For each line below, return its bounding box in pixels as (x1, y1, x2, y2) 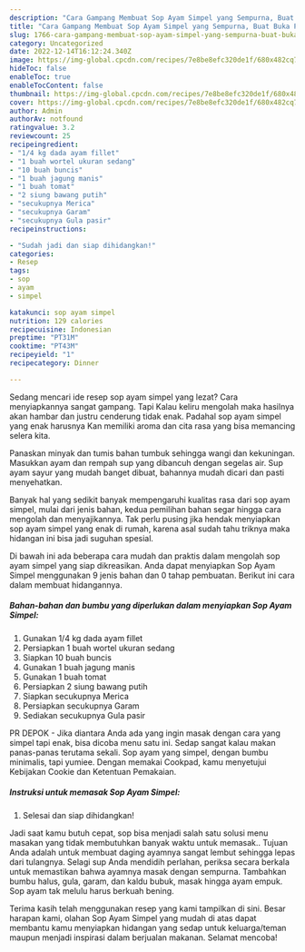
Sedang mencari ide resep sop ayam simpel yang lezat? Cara (9, 392, 239, 402)
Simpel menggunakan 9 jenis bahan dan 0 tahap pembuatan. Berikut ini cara (9, 570, 295, 580)
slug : (9, 30, 30, 39)
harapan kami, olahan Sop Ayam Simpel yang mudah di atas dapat (9, 912, 257, 923)
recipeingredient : (9, 140, 79, 149)
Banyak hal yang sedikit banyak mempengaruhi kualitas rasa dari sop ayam (9, 494, 290, 505)
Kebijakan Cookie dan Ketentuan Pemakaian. (9, 766, 177, 777)
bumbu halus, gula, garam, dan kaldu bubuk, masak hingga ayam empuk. (9, 876, 283, 887)
